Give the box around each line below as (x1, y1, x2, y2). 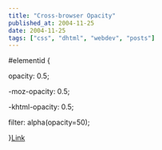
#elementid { (8, 56, 50, 65)
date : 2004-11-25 (8, 26, 66, 34)
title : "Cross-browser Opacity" (8, 11, 116, 20)
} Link (8, 133, 26, 143)
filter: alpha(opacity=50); (8, 117, 90, 128)
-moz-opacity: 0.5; (8, 87, 70, 97)
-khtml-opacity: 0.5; (8, 102, 74, 112)
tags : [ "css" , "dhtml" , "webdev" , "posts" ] (8, 34, 156, 42)
